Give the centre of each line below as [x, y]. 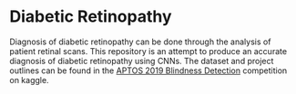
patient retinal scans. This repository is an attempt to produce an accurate [148, 51]
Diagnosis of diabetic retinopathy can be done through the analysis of [140, 42]
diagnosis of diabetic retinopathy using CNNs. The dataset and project [142, 61]
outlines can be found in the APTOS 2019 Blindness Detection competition [148, 70]
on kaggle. [29, 80]
